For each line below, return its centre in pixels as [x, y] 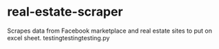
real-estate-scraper [65, 12]
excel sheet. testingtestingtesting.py [59, 37]
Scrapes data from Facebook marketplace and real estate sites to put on [109, 31]
